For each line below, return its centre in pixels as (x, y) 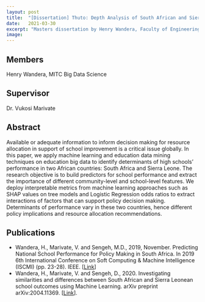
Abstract (23, 127)
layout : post (23, 12)
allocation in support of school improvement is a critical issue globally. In (98, 149)
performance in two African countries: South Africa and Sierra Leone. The (99, 168)
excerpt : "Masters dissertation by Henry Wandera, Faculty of (87, 29)
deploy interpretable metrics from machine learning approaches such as (97, 188)
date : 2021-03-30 (31, 23)
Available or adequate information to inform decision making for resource (98, 142)
